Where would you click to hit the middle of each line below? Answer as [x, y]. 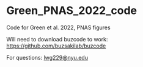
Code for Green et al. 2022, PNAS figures [59, 27]
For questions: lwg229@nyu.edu [47, 57]
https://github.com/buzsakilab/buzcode [56, 46]
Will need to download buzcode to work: [57, 39]
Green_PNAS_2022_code [72, 11]
